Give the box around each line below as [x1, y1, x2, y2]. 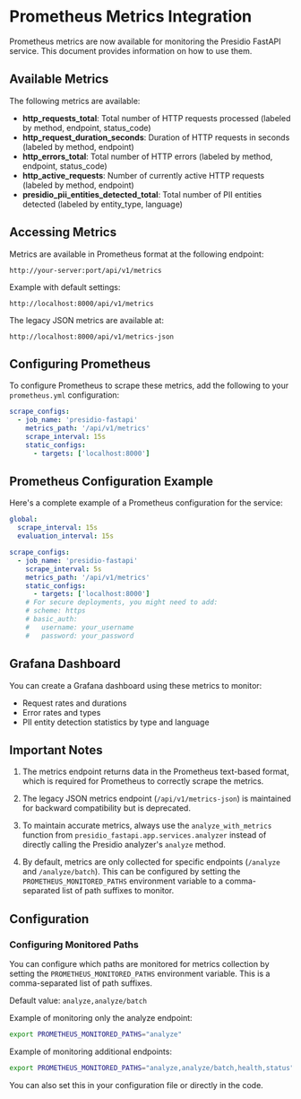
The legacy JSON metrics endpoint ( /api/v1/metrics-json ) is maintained [21, 793, 291, 804]
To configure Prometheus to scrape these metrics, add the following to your [9, 380, 289, 391]
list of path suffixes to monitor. [62, 885, 175, 896]
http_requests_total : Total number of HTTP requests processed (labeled [21, 112, 291, 123]
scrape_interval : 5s [25, 564, 102, 574]
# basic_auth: [25, 615, 78, 624]
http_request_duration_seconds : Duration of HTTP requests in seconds [21, 132, 290, 143]
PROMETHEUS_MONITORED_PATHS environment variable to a [21, 875, 224, 886]
